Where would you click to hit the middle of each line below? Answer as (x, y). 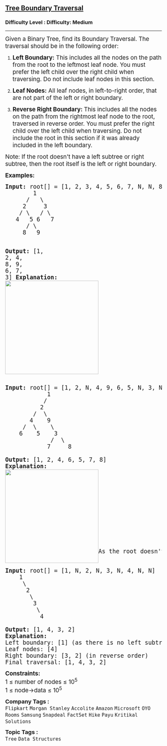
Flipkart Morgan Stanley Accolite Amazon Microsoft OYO (78, 709)
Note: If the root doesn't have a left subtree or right (75, 157)
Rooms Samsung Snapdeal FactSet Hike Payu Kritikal (72, 715)
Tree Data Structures (33, 739)
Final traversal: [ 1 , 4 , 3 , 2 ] (56, 662)
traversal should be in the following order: (62, 46)
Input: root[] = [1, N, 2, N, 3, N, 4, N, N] (80, 570)
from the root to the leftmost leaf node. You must (79, 65)
